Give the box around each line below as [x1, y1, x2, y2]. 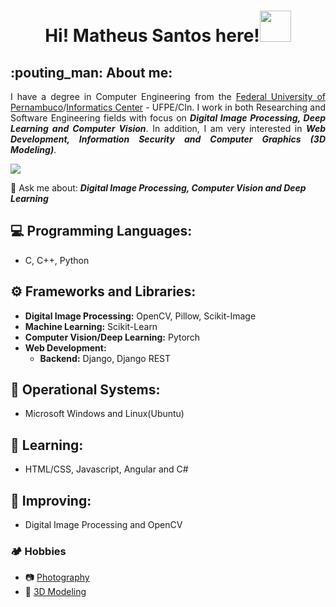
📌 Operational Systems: [10, 381, 161, 399]
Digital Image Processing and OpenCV [24, 519, 183, 531]
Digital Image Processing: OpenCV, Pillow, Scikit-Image [24, 310, 257, 322]
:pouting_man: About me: [10, 64, 173, 81]
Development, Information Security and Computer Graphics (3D [10, 133, 326, 145]
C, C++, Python [24, 254, 90, 266]
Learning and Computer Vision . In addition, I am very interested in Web [10, 123, 327, 134]
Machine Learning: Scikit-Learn [24, 320, 158, 332]
